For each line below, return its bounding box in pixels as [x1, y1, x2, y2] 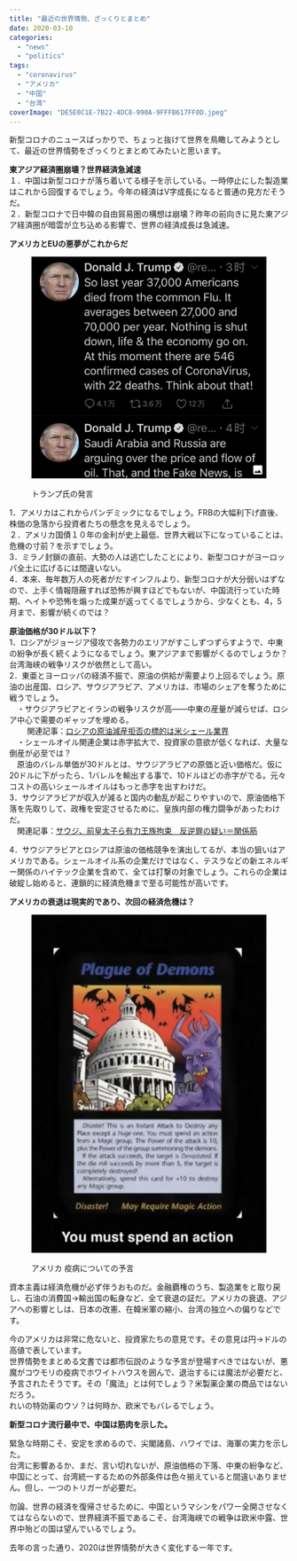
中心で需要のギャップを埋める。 [16, 714, 134, 725]
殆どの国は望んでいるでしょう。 [24, 1524, 141, 1534]
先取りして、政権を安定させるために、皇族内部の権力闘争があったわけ [24, 803, 281, 813]
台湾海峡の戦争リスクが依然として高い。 [9, 659, 157, 670]
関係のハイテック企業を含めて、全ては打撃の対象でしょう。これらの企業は [16, 866, 288, 877]
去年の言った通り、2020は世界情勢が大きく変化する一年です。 [9, 1542, 238, 1553]
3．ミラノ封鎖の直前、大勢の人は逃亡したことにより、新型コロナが [9, 551, 254, 562]
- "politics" [17, 51, 66, 61]
